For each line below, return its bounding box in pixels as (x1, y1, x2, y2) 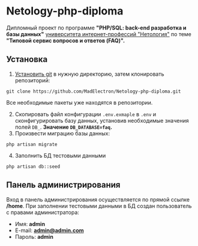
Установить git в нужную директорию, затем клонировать (14, 70, 164, 78)
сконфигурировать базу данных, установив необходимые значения (14, 117, 189, 124)
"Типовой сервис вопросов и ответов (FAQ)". (6, 37, 125, 44)
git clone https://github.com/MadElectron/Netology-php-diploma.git (6, 88, 181, 94)
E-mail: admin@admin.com (14, 227, 84, 234)
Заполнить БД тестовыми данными (14, 152, 106, 159)
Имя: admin (14, 220, 46, 227)
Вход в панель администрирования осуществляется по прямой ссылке (6, 195, 190, 203)
